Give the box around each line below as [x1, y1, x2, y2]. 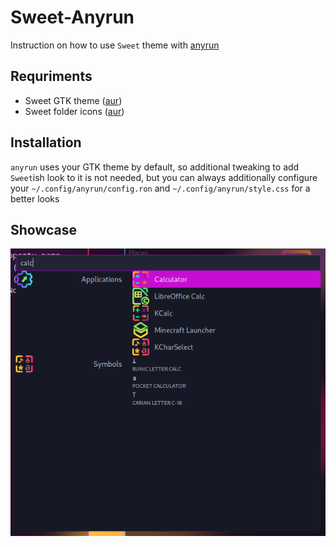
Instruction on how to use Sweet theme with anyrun [10, 39, 220, 51]
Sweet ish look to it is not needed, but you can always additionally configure [10, 171, 318, 183]
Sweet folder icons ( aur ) [24, 105, 125, 117]
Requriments [10, 68, 93, 85]
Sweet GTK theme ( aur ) [24, 94, 123, 106]
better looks [10, 192, 60, 205]
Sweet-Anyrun [10, 6, 135, 29]
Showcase [10, 221, 78, 238]
